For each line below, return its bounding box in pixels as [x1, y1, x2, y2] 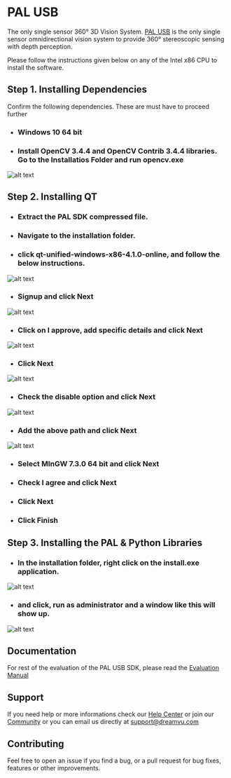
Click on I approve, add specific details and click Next [17, 325, 203, 335]
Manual [7, 671, 29, 680]
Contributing [7, 737, 64, 750]
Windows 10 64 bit [17, 127, 83, 137]
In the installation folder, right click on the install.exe [17, 558, 199, 568]
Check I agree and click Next [17, 477, 117, 487]
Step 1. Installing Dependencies [7, 83, 148, 95]
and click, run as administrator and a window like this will [17, 600, 216, 610]
